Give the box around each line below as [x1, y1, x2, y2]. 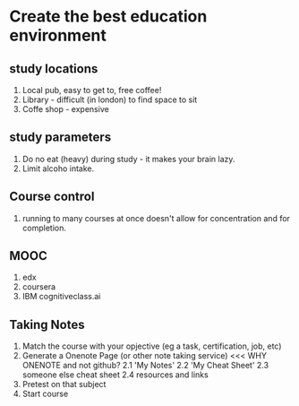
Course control [9, 189, 95, 204]
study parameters [9, 130, 112, 145]
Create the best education [9, 6, 208, 27]
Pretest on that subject [21, 379, 107, 390]
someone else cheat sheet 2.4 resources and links [21, 369, 209, 380]
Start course [21, 388, 69, 400]
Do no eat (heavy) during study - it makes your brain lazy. [21, 153, 235, 164]
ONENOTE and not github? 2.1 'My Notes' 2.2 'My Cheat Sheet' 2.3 [21, 360, 269, 371]
